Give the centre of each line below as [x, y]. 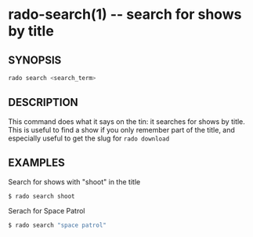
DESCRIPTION [43, 102]
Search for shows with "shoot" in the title [74, 181]
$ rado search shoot [42, 196]
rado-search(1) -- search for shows [125, 15]
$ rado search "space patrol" [58, 225]
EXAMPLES [36, 163]
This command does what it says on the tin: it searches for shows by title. [127, 121]
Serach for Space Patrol [47, 211]
